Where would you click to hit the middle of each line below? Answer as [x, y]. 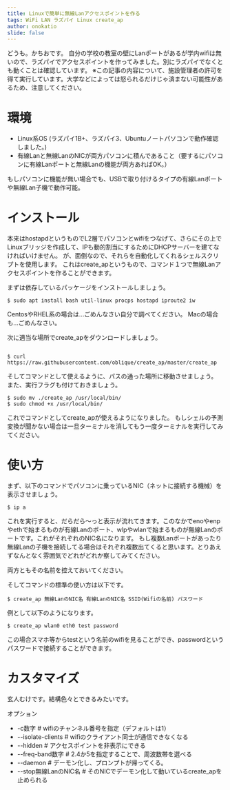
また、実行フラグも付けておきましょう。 [64, 385]
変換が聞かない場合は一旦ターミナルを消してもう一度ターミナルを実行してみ [115, 426]
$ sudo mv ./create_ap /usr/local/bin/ [64, 398]
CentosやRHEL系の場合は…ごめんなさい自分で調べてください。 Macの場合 [113, 314]
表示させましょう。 [34, 494]
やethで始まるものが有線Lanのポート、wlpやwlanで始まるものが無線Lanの [112, 530]
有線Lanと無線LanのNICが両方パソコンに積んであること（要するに [111, 156]
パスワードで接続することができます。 [61, 648]
